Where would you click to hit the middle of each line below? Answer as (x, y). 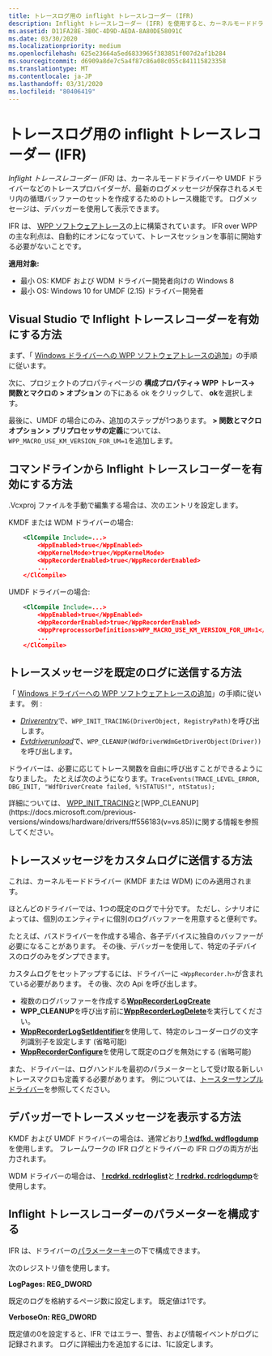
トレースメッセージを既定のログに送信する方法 (125, 672)
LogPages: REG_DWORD (50, 1284)
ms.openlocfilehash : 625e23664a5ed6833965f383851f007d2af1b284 (117, 54)
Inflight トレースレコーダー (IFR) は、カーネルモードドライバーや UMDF (127, 179)
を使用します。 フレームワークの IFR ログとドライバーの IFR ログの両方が (130, 1148)
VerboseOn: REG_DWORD (53, 1317)
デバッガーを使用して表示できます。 (103, 209)
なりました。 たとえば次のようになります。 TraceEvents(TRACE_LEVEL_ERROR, (134, 779)
